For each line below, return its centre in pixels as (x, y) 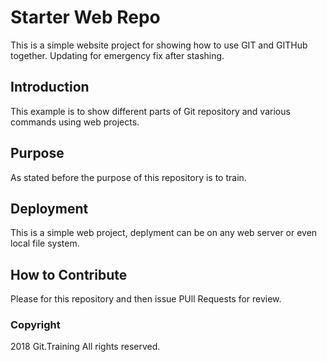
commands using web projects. (75, 122)
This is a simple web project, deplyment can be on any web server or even (164, 233)
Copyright (35, 325)
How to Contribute (69, 274)
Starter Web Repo (85, 17)
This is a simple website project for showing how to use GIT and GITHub (159, 45)
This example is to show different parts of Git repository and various (150, 111)
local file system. (45, 243)
